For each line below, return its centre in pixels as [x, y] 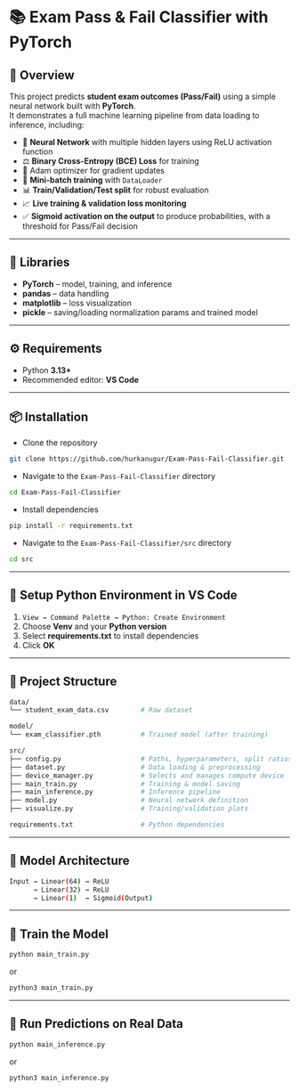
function [37, 151]
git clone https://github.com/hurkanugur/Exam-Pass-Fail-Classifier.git [147, 460]
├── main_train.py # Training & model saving [125, 784]
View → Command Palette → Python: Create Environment [124, 617]
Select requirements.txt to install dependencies [110, 635]
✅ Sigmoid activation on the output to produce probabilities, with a [146, 216]
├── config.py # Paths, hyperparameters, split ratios [151, 759]
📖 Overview [42, 75]
